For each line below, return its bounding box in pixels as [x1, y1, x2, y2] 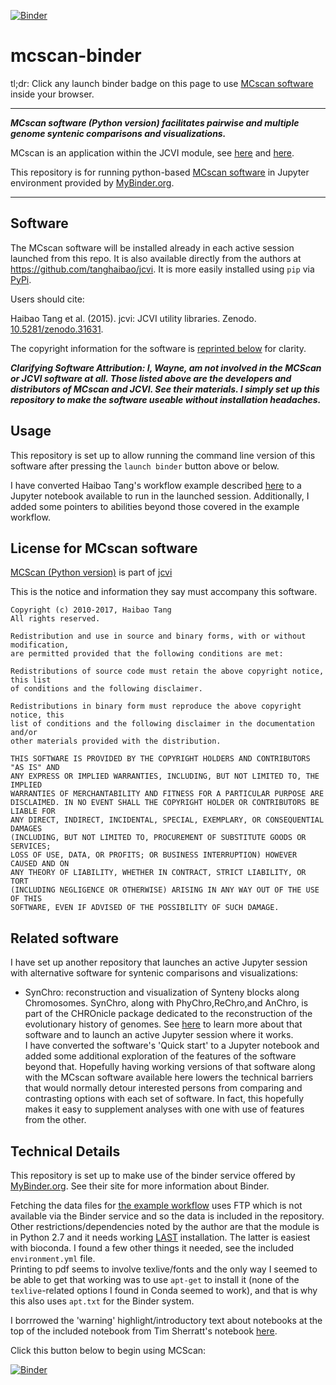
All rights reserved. [10, 614, 101, 624]
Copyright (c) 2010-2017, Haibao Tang [10, 605, 172, 615]
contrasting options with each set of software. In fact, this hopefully [24, 1093, 305, 1105]
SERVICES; [10, 841, 52, 852]
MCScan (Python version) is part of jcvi [10, 566, 173, 579]
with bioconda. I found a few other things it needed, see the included [10, 1242, 294, 1254]
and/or [10, 728, 38, 738]
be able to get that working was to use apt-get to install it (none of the [10, 1274, 300, 1285]
